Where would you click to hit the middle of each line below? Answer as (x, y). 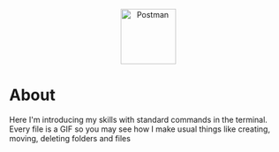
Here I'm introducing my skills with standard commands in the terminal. (138, 119)
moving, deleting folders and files (70, 138)
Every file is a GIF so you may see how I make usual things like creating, (140, 129)
